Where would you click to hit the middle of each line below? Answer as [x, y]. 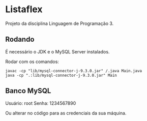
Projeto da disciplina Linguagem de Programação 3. [60, 23]
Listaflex [24, 9]
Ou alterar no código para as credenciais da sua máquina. [66, 113]
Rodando [20, 39]
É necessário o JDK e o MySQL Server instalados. [57, 51]
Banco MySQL [28, 91]
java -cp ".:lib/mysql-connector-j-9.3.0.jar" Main [61, 75]
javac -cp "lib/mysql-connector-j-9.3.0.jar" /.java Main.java [74, 71]
